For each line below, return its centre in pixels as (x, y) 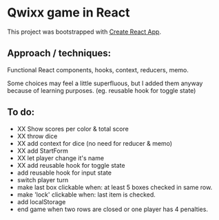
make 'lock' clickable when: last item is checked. (86, 195)
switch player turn (43, 179)
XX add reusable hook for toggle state (71, 165)
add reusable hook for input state (64, 173)
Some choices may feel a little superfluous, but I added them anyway (105, 83)
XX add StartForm (43, 151)
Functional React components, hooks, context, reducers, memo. (98, 69)
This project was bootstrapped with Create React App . (84, 32)
